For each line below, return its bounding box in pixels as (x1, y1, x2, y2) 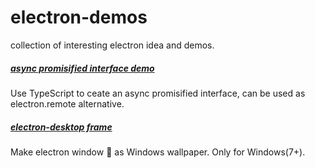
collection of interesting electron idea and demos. (10, 39, 215, 51)
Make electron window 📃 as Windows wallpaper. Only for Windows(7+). (10, 146, 306, 158)
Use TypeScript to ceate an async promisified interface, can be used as (10, 87, 306, 99)
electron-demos (10, 6, 148, 29)
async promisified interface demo (10, 62, 155, 74)
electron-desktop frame (10, 121, 113, 133)
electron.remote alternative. (10, 97, 125, 110)
